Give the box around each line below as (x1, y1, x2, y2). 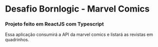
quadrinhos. (5, 37, 29, 43)
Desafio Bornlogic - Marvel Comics (5, 3, 150, 15)
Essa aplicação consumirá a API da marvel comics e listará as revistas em (5, 31, 154, 37)
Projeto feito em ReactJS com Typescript (5, 21, 104, 28)
